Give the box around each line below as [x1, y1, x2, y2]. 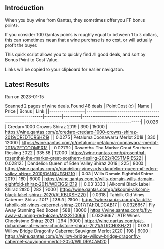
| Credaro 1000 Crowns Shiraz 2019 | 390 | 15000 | [5, 124, 108, 129]
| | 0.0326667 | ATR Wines [86, 212, 140, 218]
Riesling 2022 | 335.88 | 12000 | [5, 149, 70, 156]
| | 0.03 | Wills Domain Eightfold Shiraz [76, 171, 154, 176]
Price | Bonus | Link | [5, 108, 47, 114]
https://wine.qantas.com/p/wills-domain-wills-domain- [44, 176, 155, 182]
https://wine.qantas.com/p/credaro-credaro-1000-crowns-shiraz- [5, 129, 138, 135]
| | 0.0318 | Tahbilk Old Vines [87, 191, 145, 198]
